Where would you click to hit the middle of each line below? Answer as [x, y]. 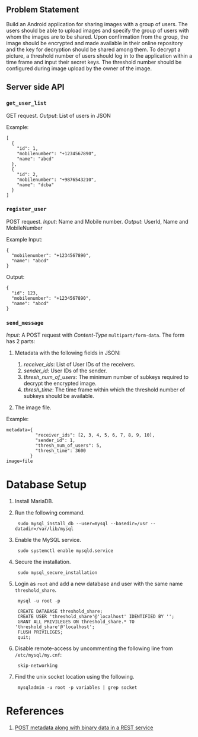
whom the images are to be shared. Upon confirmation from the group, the [97, 37]
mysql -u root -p [39, 601]
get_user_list [26, 103]
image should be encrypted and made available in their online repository [95, 43]
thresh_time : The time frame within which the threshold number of [104, 390]
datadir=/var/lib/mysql [44, 529]
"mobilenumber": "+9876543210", [57, 180]
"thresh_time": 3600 [60, 451]
